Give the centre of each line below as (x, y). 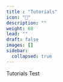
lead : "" (17, 34)
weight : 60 (20, 28)
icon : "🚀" (19, 17)
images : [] (20, 45)
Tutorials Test (23, 73)
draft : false (22, 40)
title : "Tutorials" (32, 12)
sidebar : (17, 51)
